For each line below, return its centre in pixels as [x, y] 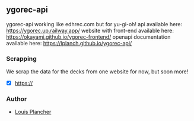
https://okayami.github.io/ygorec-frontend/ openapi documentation [88, 37]
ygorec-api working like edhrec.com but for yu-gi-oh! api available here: [94, 24]
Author [17, 99]
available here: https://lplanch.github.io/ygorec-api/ [69, 43]
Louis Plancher [33, 112]
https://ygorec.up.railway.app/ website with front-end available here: [90, 30]
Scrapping [21, 58]
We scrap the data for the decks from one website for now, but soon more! [97, 72]
